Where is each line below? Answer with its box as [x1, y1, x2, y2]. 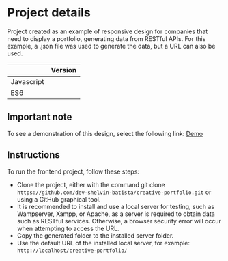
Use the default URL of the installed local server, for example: [16, 238, 190, 247]
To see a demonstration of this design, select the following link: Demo [7, 129, 203, 137]
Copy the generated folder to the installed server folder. [16, 231, 174, 240]
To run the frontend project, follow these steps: [7, 167, 140, 176]
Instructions [7, 149, 60, 161]
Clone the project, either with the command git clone [16, 180, 165, 189]
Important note [7, 111, 72, 123]
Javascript [10, 77, 44, 86]
